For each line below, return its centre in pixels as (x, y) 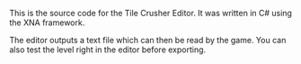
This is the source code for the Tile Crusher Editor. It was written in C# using (150, 13)
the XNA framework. (47, 23)
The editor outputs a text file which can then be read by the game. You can (148, 40)
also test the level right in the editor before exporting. (108, 50)
